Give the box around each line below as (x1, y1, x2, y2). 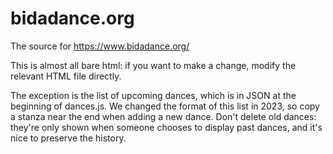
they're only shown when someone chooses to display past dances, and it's (10, 121, 323, 133)
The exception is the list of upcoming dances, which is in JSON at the (10, 89, 297, 101)
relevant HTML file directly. (10, 70, 122, 82)
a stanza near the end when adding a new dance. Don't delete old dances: (10, 110, 317, 122)
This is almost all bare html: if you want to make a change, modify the (10, 59, 297, 71)
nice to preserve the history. (10, 132, 127, 144)
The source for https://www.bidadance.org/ (10, 40, 190, 52)
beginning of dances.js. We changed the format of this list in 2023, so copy (10, 100, 320, 112)
